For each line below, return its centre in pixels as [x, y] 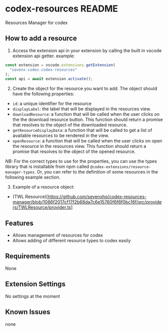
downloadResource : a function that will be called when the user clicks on [86, 114]
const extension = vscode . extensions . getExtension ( [60, 65]
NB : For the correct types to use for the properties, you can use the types [81, 161]
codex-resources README [62, 9]
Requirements [28, 256]
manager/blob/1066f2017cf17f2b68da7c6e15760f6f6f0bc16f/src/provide [87, 202]
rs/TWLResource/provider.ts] [42, 207]
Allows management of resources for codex [58, 235]
